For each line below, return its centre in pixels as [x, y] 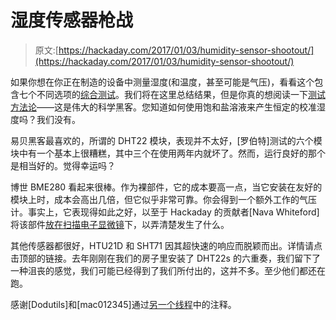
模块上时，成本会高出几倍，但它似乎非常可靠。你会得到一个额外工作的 [155, 199]
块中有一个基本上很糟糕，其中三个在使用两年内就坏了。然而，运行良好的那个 [168, 153]
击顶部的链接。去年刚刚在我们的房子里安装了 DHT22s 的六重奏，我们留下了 [165, 258]
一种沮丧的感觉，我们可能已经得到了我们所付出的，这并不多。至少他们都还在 [168, 270]
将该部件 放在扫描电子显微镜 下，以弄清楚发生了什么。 [120, 224]
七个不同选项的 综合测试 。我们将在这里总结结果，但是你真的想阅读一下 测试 [172, 94]
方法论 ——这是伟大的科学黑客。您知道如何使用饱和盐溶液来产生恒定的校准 [163, 107]
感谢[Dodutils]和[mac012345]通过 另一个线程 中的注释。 [123, 304]
